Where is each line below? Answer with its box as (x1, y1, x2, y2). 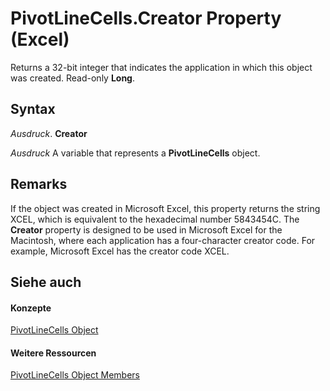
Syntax (10, 101, 56, 118)
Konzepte (10, 302, 52, 314)
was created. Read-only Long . (10, 72, 136, 84)
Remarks (10, 176, 68, 193)
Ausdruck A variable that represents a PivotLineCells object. (10, 147, 261, 159)
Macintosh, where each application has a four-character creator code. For (10, 234, 316, 246)
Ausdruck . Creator (10, 127, 88, 139)
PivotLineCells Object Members (10, 369, 140, 381)
